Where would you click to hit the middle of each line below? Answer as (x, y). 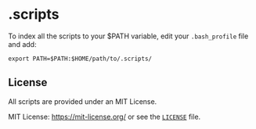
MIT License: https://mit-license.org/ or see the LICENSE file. (105, 116)
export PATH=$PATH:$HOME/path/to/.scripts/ (80, 59)
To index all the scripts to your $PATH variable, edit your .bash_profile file (128, 36)
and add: (22, 44)
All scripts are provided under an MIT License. (83, 101)
